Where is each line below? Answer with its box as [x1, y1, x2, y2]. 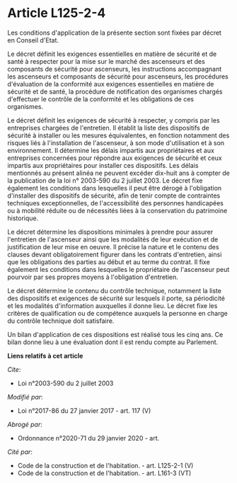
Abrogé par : [7, 420, 42, 428]
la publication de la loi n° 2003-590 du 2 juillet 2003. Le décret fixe [7, 176, 203, 185]
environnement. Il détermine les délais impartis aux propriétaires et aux [7, 146, 214, 154]
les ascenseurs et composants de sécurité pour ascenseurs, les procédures [7, 72, 229, 81]
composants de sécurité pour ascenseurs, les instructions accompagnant [7, 64, 222, 73]
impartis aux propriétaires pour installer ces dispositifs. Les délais [7, 161, 199, 169]
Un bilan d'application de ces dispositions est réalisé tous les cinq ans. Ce [7, 330, 224, 339]
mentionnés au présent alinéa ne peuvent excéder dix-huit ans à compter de [7, 169, 230, 177]
